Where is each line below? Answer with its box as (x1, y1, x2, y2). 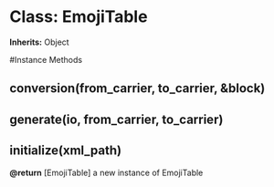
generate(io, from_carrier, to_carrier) (9, 111, 224, 127)
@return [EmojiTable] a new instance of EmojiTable (9, 167, 204, 178)
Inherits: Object (9, 36, 70, 47)
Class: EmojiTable (9, 6, 148, 27)
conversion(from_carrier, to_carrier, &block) (9, 80, 266, 97)
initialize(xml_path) (9, 143, 121, 159)
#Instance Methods (9, 54, 83, 65)
